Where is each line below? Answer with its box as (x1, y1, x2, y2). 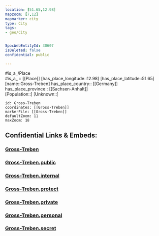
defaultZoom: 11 (5, 114, 38, 118)
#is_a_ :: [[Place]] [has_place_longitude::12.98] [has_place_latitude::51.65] (5, 75, 155, 81)
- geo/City (5, 30, 28, 35)
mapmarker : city (5, 16, 38, 21)
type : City (5, 21, 28, 26)
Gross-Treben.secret (5, 225, 57, 232)
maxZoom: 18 (5, 118, 30, 123)
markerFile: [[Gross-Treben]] (5, 109, 67, 114)
